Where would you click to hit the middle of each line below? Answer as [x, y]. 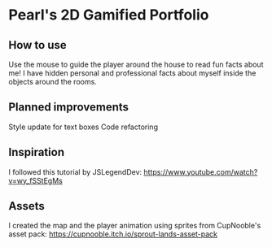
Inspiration [37, 152]
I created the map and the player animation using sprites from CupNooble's [135, 226]
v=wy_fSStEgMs [35, 180]
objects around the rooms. [53, 82]
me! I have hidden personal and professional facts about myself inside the [132, 73]
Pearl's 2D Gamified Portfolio [109, 15]
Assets [26, 206]
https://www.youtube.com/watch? [201, 171]
